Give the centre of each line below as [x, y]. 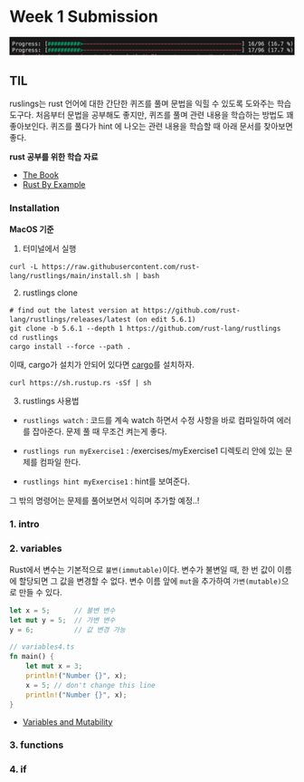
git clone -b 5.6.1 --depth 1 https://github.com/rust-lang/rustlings [145, 328]
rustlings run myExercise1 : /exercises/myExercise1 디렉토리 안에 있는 [152, 450]
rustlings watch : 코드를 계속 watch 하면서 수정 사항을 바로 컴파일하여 [148, 420]
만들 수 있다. [41, 592]
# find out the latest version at [75, 310]
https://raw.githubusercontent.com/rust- [121, 266]
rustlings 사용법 [51, 401]
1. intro [24, 525]
